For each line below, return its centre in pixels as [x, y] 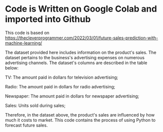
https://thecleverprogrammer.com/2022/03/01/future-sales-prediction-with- [81, 38]
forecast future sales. [26, 125]
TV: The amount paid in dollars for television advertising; [62, 77]
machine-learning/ [24, 43]
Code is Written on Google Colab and [81, 9]
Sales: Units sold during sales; [35, 105]
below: [12, 68]
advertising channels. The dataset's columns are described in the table [76, 63]
